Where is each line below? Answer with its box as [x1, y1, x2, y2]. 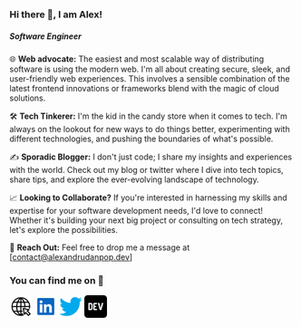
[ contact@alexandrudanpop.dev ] [9, 251, 133, 262]
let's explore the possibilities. [9, 224, 119, 235]
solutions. [9, 92, 46, 103]
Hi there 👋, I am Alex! [9, 8, 102, 21]
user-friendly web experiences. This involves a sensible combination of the [9, 72, 290, 84]
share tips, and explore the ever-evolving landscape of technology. [9, 174, 260, 185]
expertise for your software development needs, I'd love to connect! [9, 205, 264, 216]
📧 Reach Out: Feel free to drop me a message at [9, 242, 190, 253]
